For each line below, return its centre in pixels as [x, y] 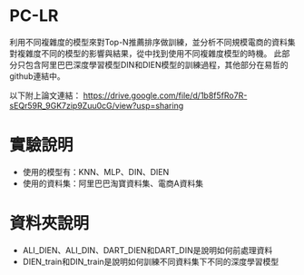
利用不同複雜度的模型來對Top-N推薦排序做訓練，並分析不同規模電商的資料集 [152, 42]
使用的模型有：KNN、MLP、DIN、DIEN [96, 172]
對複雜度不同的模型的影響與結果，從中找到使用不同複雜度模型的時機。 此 [146, 53]
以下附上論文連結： [45, 95]
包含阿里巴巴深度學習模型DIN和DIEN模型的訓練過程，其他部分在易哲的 [157, 64]
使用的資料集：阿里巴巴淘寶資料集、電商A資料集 [113, 183]
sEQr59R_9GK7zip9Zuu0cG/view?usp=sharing [97, 105]
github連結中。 [37, 76]
